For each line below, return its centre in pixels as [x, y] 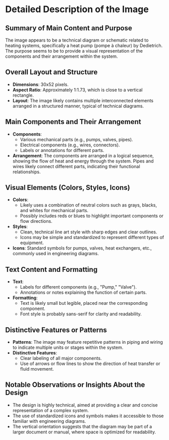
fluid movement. [37, 369]
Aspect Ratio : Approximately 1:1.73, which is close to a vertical [77, 90]
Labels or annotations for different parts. [62, 150]
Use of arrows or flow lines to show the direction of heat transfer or [90, 364]
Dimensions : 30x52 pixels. [41, 84]
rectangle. [23, 95]
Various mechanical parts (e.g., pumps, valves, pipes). [76, 139]
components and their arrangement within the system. [62, 56]
